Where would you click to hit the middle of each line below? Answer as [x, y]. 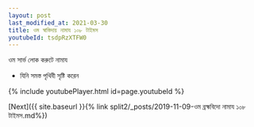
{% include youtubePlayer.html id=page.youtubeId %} [96, 92]
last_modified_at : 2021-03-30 [58, 23]
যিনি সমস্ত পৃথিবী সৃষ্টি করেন [49, 76]
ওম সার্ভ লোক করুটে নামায [38, 60]
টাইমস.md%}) [28, 116]
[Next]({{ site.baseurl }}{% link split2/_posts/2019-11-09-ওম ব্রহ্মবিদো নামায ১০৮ [127, 106]
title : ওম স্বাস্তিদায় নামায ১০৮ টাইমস [53, 30]
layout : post [30, 15]
